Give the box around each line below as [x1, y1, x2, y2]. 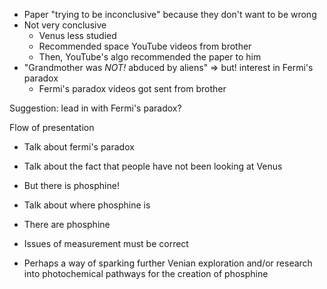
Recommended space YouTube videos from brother [38, 40, 252, 52]
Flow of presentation [9, 122, 95, 133]
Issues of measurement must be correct [23, 238, 189, 249]
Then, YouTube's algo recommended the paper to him [38, 51, 262, 63]
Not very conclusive [23, 19, 107, 31]
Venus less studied [38, 30, 117, 41]
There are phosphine [23, 219, 111, 230]
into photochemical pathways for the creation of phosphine [23, 268, 269, 279]
